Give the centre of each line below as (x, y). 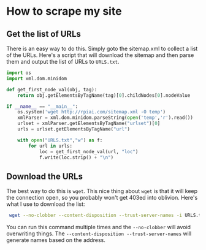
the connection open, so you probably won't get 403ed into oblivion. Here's (102, 198)
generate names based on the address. (56, 240)
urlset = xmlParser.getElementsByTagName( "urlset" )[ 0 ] (89, 124)
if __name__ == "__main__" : (42, 106)
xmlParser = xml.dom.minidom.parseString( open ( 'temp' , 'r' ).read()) (105, 118)
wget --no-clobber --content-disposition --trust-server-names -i (96, 216)
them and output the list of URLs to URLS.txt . (63, 62)
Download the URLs (44, 176)
